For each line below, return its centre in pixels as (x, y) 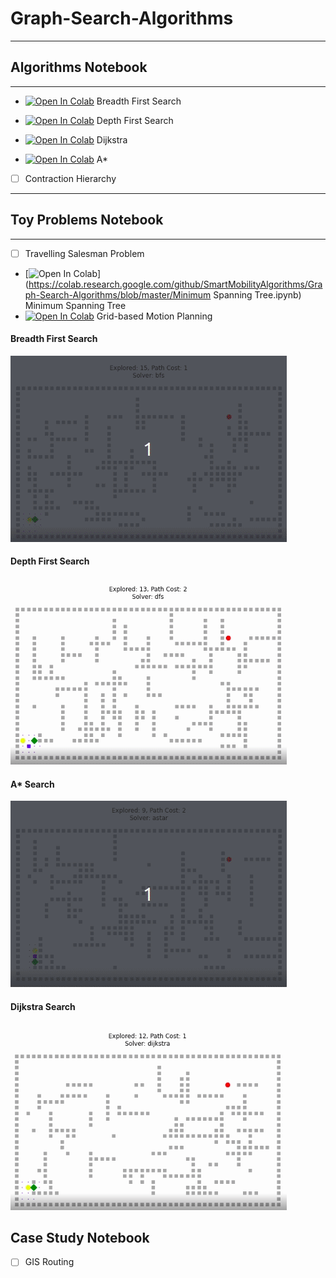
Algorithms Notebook (79, 67)
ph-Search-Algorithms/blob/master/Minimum (118, 294)
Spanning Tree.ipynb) (257, 294)
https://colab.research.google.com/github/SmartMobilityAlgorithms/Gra (175, 284)
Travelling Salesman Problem (84, 253)
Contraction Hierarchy (70, 178)
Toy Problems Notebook (87, 220)
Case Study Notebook (80, 1237)
